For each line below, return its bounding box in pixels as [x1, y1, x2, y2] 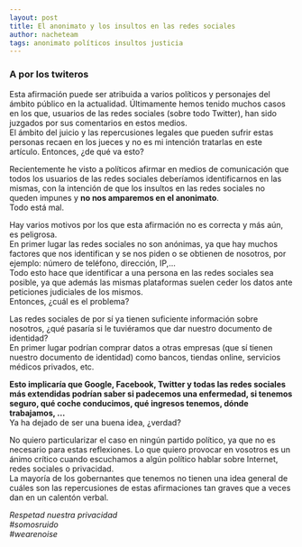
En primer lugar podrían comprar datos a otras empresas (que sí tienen [9, 342, 273, 352]
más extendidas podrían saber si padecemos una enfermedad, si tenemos [9, 388, 293, 399]
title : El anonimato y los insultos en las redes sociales [9, 22, 236, 31]
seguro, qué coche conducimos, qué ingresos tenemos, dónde [9, 397, 250, 408]
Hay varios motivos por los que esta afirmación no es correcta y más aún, [9, 219, 284, 230]
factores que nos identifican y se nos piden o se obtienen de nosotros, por [9, 248, 287, 259]
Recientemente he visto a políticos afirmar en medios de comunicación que [9, 163, 289, 174]
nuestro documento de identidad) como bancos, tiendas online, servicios [9, 351, 281, 362]
